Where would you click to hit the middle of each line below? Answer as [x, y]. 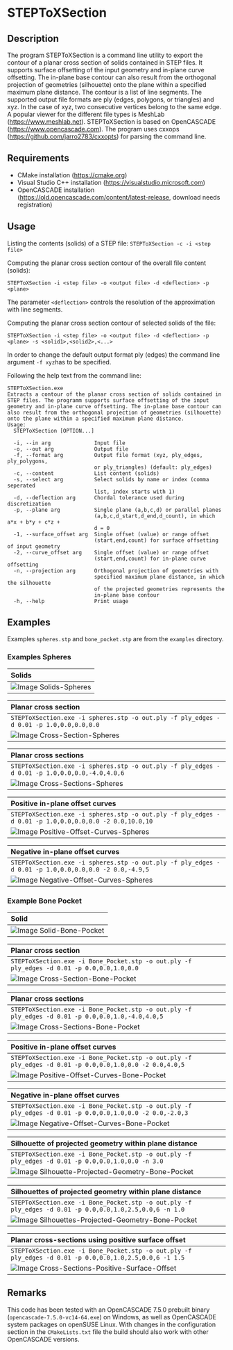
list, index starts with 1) [135, 492]
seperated [21, 485]
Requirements [38, 158]
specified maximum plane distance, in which [159, 577]
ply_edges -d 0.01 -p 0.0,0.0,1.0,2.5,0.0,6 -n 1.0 [98, 1210]
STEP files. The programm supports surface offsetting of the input [108, 400]
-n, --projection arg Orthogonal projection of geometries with [116, 571]
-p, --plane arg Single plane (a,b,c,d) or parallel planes [118, 510]
